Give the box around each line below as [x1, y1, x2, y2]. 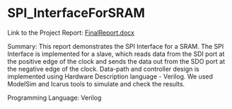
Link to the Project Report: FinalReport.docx [7, 28, 134, 37]
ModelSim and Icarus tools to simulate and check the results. [7, 79, 185, 88]
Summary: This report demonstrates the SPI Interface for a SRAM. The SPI [7, 42, 224, 50]
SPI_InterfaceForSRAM [7, 5, 145, 21]
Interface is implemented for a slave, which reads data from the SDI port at [7, 50, 225, 58]
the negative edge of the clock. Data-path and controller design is [7, 64, 199, 73]
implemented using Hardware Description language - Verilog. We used [7, 72, 214, 81]
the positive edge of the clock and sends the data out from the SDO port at [7, 57, 225, 65]
